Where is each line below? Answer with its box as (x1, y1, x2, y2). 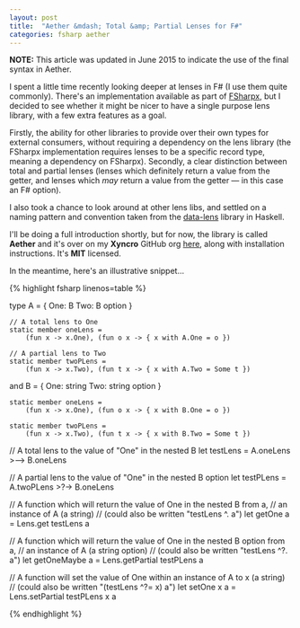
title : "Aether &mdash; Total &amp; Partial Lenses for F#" (9, 22, 243, 31)
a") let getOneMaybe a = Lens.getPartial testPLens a (9, 554, 204, 566)
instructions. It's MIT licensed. (9, 248, 121, 259)
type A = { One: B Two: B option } (9, 300, 133, 311)
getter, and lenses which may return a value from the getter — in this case (9, 175, 285, 186)
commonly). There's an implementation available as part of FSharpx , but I (9, 91, 281, 102)
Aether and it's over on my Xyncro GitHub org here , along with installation (9, 239, 285, 250)
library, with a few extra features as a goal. (9, 110, 167, 121)
